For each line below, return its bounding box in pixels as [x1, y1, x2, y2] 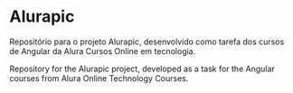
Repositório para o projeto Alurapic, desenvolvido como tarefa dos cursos [9, 36, 285, 47]
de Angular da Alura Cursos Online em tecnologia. [9, 45, 196, 56]
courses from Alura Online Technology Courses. [9, 72, 189, 83]
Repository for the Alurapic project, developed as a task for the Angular [9, 63, 276, 74]
